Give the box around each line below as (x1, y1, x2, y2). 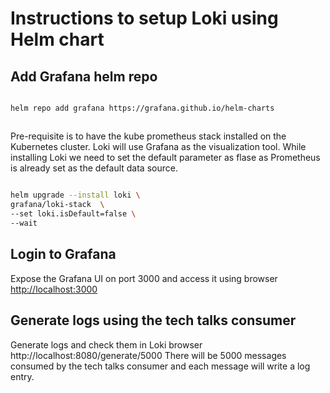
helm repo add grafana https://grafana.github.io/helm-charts (10, 103, 275, 113)
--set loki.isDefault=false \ (10, 209, 137, 219)
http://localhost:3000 (10, 283, 98, 295)
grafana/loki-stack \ (10, 200, 105, 210)
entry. (10, 370, 35, 382)
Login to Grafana (10, 246, 117, 263)
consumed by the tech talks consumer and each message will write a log (10, 360, 311, 372)
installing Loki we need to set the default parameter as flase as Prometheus (10, 152, 321, 164)
